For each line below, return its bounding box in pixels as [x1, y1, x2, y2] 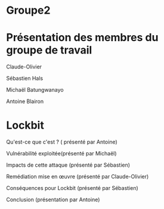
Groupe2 [6, 4, 51, 17]
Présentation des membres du [6, 31, 159, 45]
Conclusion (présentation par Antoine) [6, 196, 100, 203]
